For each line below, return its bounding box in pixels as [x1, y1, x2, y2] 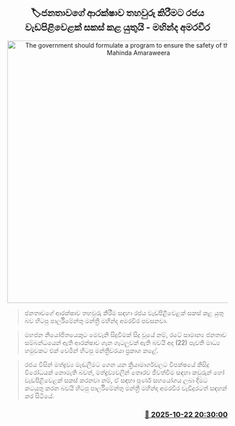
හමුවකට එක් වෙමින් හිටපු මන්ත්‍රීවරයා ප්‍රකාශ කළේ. [24, 346, 159, 355]
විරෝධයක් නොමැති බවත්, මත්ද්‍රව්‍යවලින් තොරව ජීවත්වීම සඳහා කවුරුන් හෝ [24, 368, 225, 376]
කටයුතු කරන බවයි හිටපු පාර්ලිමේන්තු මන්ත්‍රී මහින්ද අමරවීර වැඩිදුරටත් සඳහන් [24, 383, 227, 392]
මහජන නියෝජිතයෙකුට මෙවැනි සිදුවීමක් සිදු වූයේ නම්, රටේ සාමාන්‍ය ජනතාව [24, 330, 227, 339]
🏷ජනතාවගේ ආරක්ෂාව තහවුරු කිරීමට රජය [30, 7, 205, 19]
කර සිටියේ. [24, 392, 55, 400]
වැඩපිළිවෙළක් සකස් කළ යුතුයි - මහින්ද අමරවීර [24, 22, 211, 34]
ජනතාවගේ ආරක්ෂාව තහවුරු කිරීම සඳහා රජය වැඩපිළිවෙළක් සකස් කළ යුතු [24, 308, 224, 317]
